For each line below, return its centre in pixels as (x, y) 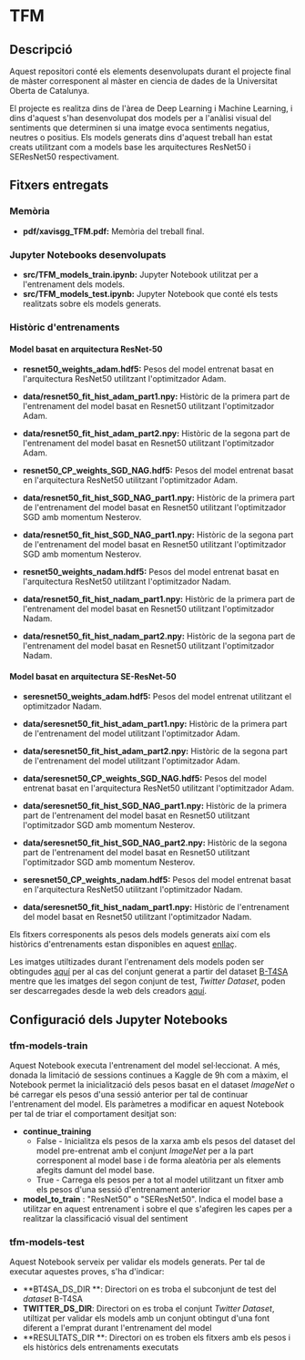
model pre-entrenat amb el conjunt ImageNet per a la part (145, 1150)
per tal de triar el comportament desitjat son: (93, 1114)
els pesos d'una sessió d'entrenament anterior (123, 1189)
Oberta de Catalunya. (50, 91)
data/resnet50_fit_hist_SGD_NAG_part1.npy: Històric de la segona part (158, 535)
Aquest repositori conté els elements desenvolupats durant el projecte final (150, 71)
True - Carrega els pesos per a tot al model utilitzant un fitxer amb (160, 1180)
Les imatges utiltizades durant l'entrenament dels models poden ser (137, 962)
